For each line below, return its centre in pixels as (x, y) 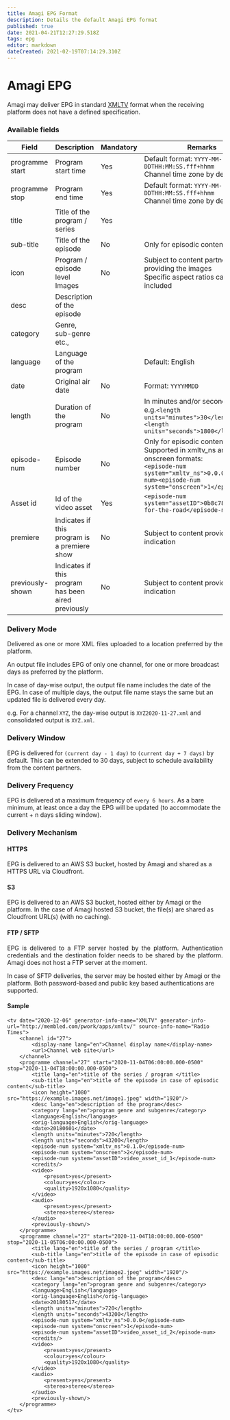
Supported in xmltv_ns (180, 450)
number (68, 468)
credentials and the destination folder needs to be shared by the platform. (115, 955)
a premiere (73, 546)
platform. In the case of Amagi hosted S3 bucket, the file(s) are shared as (111, 909)
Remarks (202, 147)
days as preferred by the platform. (55, 672)
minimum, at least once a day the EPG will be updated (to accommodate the (114, 807)
